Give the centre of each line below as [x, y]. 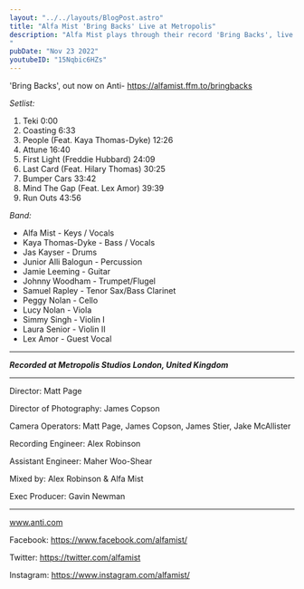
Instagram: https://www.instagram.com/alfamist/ [100, 575]
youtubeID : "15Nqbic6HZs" [58, 60]
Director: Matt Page [46, 391]
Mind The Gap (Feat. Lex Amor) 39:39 [93, 188]
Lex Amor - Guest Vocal [67, 339]
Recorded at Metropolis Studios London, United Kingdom [119, 365]
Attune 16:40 [46, 150]
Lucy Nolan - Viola [57, 310]
